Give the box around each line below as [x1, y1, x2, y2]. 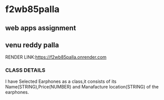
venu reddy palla [5, 40, 59, 49]
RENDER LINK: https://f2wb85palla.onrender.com [5, 54, 107, 60]
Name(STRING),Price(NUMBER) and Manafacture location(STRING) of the [5, 83, 159, 89]
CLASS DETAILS [5, 67, 45, 74]
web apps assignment [5, 24, 76, 32]
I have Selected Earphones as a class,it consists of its [5, 78, 117, 84]
